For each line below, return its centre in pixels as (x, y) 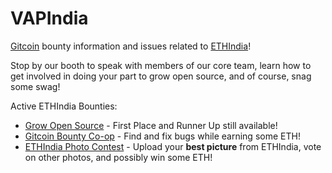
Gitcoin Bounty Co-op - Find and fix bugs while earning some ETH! (162, 136)
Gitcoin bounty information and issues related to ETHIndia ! (131, 46)
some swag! (35, 86)
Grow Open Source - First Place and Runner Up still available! (151, 125)
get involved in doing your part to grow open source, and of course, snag (161, 76)
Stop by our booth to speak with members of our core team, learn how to (161, 65)
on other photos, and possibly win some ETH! (118, 157)
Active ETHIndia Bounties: (64, 106)
